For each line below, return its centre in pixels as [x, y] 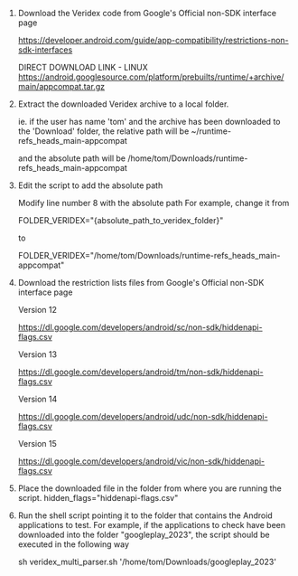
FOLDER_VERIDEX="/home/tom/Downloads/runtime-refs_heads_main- [149, 255]
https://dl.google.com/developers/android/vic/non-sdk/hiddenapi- [141, 461]
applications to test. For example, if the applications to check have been [152, 525]
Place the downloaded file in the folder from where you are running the [149, 488]
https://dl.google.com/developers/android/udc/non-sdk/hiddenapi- [143, 416]
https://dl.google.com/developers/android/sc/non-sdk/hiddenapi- [140, 327]
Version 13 [37, 354]
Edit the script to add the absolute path [90, 185]
